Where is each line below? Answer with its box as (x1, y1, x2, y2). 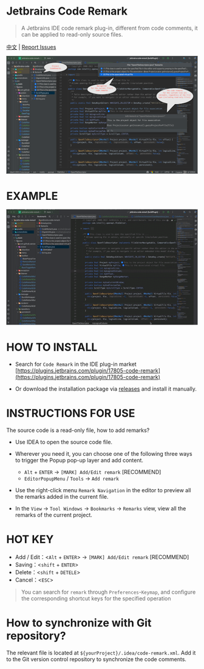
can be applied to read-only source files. (21, 30, 123, 38)
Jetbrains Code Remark (6, 4, 128, 18)
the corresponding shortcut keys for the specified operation (21, 594, 171, 602)
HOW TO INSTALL (6, 340, 98, 354)
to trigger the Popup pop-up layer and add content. (15, 456, 144, 464)
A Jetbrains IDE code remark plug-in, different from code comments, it (21, 24, 198, 32)
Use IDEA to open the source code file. (15, 438, 113, 445)
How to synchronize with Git (6, 616, 152, 630)
